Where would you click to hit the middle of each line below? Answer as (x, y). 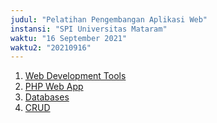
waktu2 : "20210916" (51, 47)
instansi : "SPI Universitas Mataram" (89, 29)
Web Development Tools (75, 76)
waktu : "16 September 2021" (69, 38)
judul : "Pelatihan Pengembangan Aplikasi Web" (109, 19)
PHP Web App (54, 87)
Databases (47, 97)
